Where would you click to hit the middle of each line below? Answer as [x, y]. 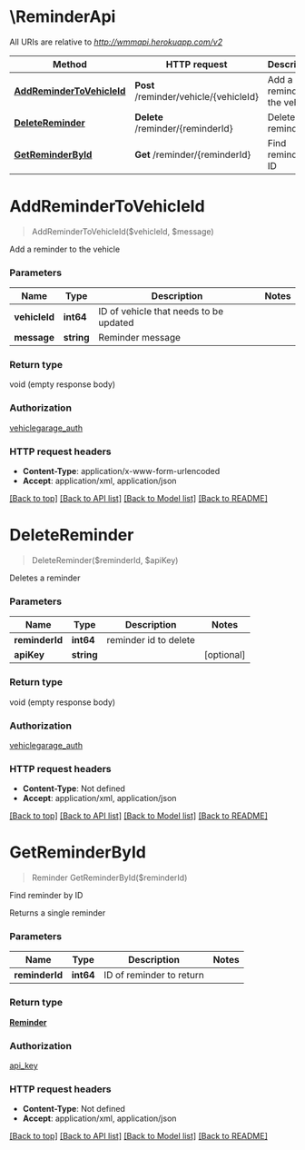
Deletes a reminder [45, 578]
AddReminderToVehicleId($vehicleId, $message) [123, 231]
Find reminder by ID [46, 896]
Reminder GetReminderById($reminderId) [109, 877]
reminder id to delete [151, 640]
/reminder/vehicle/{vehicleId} [197, 96]
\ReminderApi [63, 17]
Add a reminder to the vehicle [65, 249]
